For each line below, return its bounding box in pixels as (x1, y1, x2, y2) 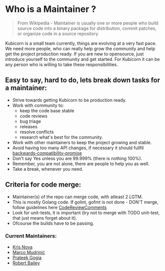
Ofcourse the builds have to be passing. (12, 220, 94, 226)
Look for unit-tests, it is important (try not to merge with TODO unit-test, (12, 210, 160, 216)
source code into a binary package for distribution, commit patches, (17, 25, 157, 31)
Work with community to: (12, 102, 64, 108)
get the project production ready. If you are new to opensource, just (5, 51, 144, 57)
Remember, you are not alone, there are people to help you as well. (12, 161, 150, 167)
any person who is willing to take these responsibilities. (5, 61, 118, 67)
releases (19, 123, 38, 129)
